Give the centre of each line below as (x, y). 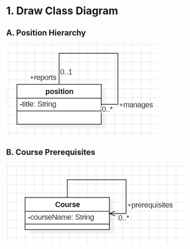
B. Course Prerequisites (51, 152)
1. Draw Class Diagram (62, 11)
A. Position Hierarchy (46, 33)
